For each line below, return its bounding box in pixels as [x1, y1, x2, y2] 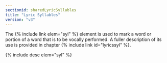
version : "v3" [5, 17, 36, 22]
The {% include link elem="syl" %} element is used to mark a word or [5, 31, 152, 37]
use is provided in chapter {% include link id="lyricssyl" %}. [5, 42, 131, 48]
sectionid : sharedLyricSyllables [5, 7, 77, 13]
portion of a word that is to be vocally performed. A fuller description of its [5, 36, 162, 43]
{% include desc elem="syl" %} [5, 52, 73, 58]
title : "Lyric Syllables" [5, 12, 60, 17]
